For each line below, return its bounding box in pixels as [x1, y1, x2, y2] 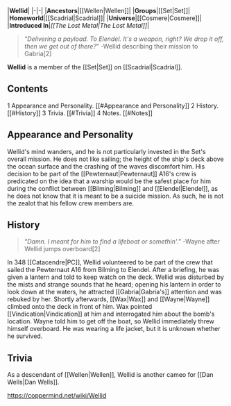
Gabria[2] [24, 49, 52, 58]
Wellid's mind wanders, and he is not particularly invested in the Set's [7, 147, 206, 155]
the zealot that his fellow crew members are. [7, 198, 134, 208]
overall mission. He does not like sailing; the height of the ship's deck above [7, 155, 224, 163]
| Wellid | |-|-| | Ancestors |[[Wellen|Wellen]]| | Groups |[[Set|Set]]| [7, 7, 191, 15]
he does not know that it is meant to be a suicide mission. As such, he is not [7, 192, 224, 200]
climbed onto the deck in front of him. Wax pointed [7, 303, 153, 311]
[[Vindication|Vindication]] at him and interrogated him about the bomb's [7, 310, 215, 319]
